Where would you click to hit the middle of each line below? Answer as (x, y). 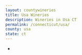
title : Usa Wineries (27, 15)
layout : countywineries (31, 10)
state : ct (16, 34)
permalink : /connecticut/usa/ (38, 24)
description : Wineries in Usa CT (41, 20)
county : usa (18, 29)
